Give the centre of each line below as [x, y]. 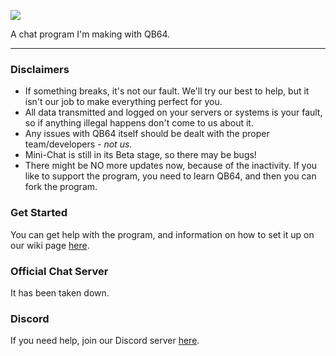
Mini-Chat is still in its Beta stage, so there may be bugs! [140, 155]
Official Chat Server [59, 271]
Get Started [39, 213]
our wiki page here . [50, 245]
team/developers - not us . [78, 144]
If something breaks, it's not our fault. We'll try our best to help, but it [167, 91]
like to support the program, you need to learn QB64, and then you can [170, 176]
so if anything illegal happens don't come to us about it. [139, 123]
